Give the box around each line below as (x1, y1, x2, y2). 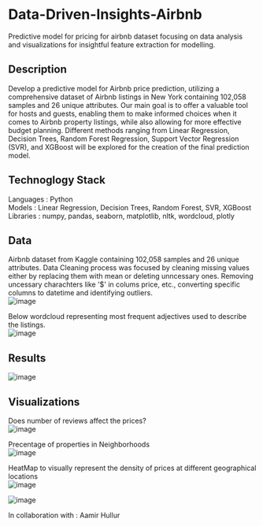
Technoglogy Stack (8, 173, 106, 187)
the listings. (8, 320, 46, 330)
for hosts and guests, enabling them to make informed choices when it (8, 109, 237, 118)
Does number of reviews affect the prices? (8, 416, 147, 425)
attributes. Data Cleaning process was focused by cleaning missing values (8, 263, 250, 272)
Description (8, 63, 67, 76)
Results (8, 351, 46, 365)
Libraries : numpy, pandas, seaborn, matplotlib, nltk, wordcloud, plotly (8, 211, 235, 220)
